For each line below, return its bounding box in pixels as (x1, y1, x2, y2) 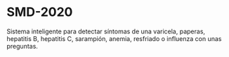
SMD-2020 (6, 4, 73, 20)
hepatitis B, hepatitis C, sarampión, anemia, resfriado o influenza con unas (6, 34, 222, 42)
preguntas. (6, 42, 38, 50)
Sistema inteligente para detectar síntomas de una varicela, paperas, (6, 27, 205, 35)
